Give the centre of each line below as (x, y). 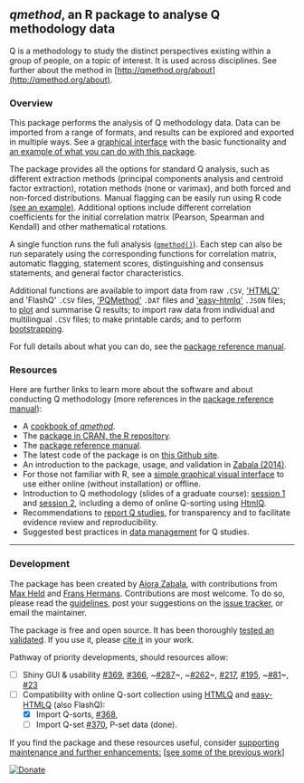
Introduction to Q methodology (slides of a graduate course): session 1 (154, 494)
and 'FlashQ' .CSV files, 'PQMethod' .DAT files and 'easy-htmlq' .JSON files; (148, 300)
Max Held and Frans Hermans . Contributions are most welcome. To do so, (147, 593)
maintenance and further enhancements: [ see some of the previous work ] (147, 752)
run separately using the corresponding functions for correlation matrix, (143, 254)
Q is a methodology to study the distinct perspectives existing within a (140, 51)
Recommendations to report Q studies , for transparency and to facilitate (157, 513)
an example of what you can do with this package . (103, 152)
